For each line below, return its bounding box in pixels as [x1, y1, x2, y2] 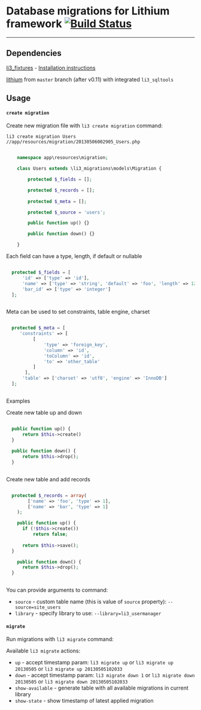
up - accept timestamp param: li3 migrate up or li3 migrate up [14, 659, 173, 666]
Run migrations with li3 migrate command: [6, 636, 114, 643]
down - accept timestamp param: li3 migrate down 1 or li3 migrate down [14, 672, 195, 679]
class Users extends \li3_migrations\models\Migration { [17, 166, 162, 172]
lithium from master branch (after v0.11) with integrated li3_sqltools [6, 76, 174, 83]
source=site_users [14, 604, 61, 610]
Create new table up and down [6, 409, 82, 416]
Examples [6, 397, 31, 405]
